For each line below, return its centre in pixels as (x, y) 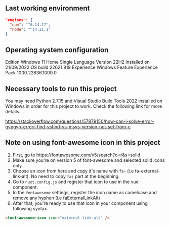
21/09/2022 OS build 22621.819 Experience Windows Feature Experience (81, 67)
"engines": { (19, 20)
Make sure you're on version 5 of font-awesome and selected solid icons (89, 160)
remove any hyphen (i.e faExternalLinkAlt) (56, 198)
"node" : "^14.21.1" (30, 29)
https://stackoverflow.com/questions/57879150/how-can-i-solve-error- (80, 121)
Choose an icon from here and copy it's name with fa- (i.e (73, 171)
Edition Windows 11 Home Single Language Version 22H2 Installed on (78, 62)
